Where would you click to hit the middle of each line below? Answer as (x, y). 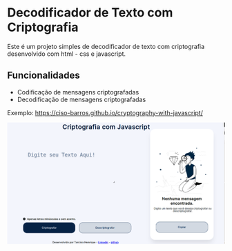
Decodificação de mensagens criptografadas (81, 99)
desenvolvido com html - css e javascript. (67, 54)
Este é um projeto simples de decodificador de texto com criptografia (106, 46)
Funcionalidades (44, 76)
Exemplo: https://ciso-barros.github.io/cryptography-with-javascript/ (105, 112)
